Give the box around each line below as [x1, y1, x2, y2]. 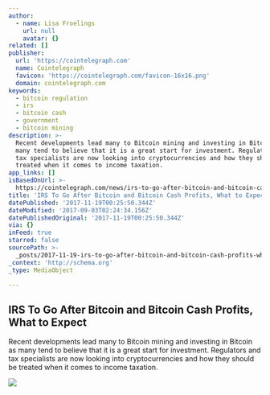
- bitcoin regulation [15, 94, 88, 102]
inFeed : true [8, 228, 52, 237]
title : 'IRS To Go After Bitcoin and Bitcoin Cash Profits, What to [8, 191, 243, 200]
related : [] [8, 42, 48, 50]
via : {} [8, 221, 35, 229]
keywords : [8, 86, 42, 95]
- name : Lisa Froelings [15, 19, 95, 27]
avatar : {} [22, 34, 59, 43]
